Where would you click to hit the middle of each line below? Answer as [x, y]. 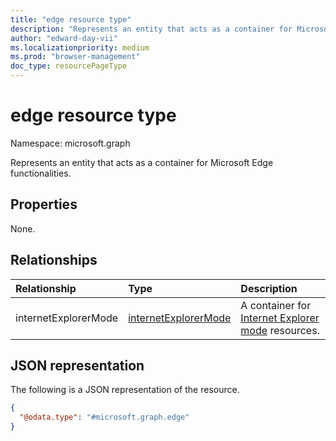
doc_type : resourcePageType [69, 66]
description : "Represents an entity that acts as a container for [151, 29]
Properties [44, 204]
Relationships [54, 260]
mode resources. [280, 330]
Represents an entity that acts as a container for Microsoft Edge [142, 162]
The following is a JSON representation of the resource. [125, 390]
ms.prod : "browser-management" [75, 57]
